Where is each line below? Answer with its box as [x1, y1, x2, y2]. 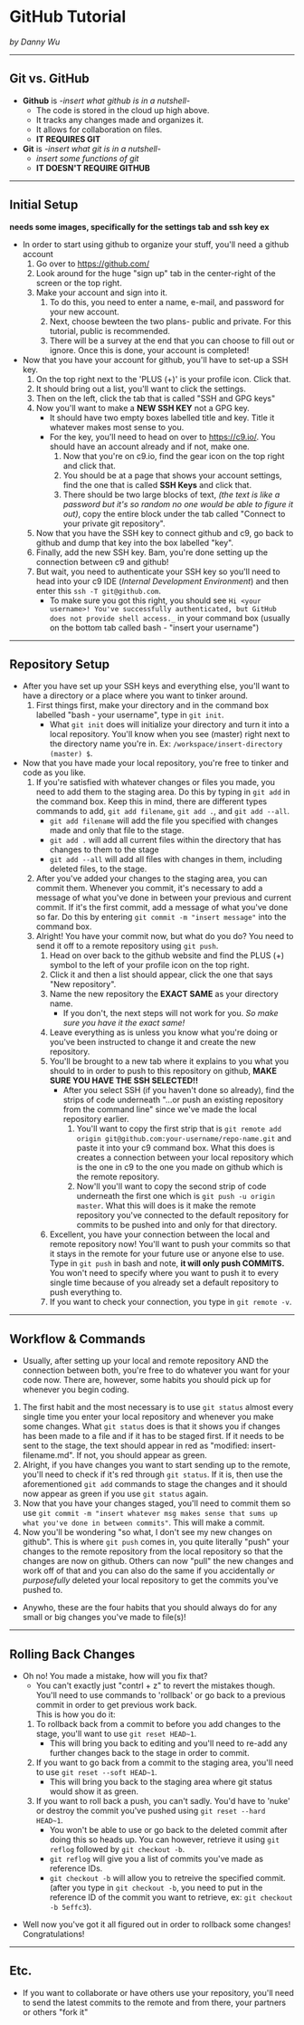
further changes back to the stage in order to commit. [49, 1748, 251, 1758]
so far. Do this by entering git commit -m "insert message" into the [35, 912, 287, 923]
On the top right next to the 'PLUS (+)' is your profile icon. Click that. [35, 373, 291, 384]
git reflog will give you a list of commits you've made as [49, 1854, 264, 1864]
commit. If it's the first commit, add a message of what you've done [35, 902, 289, 913]
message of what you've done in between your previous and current [35, 892, 292, 903]
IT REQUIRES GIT [35, 133, 101, 144]
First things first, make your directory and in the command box [35, 700, 270, 711]
